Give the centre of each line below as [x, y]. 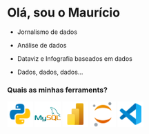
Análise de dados [42, 45]
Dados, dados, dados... [50, 72]
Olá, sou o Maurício [64, 13]
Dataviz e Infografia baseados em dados [74, 58]
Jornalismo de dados [47, 32]
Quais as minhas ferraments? [58, 90]
